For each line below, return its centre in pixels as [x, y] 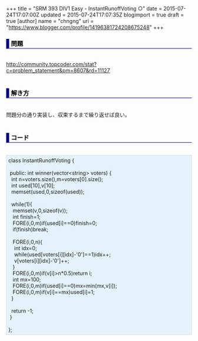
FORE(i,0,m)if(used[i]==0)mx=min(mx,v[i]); [65, 286]
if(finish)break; [31, 229]
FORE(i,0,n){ [28, 242]
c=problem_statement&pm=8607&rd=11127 [58, 71]
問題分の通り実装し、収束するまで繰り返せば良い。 [68, 114]
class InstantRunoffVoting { [42, 160]
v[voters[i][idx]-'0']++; [42, 260]
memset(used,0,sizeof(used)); [48, 192]
